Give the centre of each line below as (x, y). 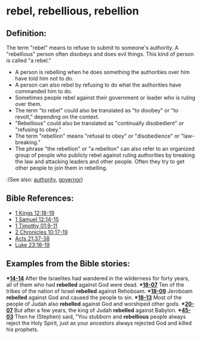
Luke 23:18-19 (32, 245)
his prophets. (22, 329)
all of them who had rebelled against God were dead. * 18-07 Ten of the (95, 284)
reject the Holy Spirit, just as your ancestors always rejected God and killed (99, 323)
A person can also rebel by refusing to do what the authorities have (98, 85)
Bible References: (40, 199)
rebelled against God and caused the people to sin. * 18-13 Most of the (94, 297)
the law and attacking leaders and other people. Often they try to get (100, 161)
